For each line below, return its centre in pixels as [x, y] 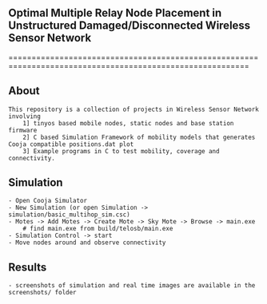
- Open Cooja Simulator [48, 201]
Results [28, 267]
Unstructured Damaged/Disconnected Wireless [130, 26]
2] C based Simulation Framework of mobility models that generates [139, 137]
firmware [23, 130]
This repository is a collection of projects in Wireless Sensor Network [134, 109]
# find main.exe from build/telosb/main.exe [98, 229]
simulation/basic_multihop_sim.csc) [69, 215]
